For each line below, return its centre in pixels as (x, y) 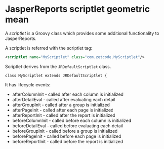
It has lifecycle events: (28, 84)
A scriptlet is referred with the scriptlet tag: (49, 48)
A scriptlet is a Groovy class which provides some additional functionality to (82, 33)
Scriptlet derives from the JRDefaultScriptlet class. (58, 66)
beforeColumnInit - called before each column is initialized (72, 120)
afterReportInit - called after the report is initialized (64, 115)
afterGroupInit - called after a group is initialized (61, 105)
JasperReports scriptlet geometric (78, 9)
